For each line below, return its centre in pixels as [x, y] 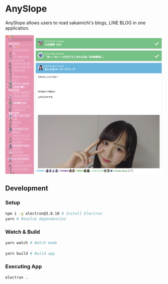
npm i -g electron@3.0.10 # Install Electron [54, 214]
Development [27, 188]
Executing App [24, 266]
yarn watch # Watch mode [31, 243]
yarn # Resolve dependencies [36, 219]
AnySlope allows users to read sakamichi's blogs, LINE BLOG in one [75, 23]
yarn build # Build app [30, 253]
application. [17, 28]
